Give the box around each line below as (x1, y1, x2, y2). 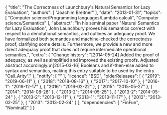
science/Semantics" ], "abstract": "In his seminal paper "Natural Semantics (5, 20, 160, 26)
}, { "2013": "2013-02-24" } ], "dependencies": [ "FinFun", (20, 100, 140, 105)
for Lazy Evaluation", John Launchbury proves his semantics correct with (5, 25, 156, 31)
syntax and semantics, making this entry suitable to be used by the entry (5, 68, 155, 74)
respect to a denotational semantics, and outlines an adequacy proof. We (5, 31, 156, 36)
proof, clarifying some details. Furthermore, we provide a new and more (5, 41, 153, 47)
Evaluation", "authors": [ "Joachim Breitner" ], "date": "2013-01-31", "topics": (5, 9, 162, 15)
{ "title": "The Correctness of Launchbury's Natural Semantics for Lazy (5, 4, 151, 10)
